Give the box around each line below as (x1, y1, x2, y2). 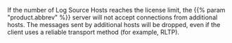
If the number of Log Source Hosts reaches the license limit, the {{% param (7, 6, 226, 14)
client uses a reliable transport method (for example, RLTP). (7, 28, 180, 36)
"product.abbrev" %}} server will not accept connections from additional (7, 13, 218, 21)
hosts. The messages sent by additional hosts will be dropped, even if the (7, 21, 221, 28)
